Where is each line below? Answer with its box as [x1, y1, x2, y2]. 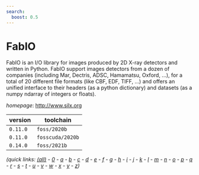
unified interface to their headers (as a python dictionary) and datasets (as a [6, 84, 192, 92]
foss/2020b [36, 126, 68, 133]
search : [6, 8, 25, 15]
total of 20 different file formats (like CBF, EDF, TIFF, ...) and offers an [6, 78, 175, 85]
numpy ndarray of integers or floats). [6, 90, 97, 98]
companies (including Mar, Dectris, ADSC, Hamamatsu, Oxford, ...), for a [6, 72, 182, 79]
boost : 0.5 [11, 14, 38, 20]
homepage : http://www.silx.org [6, 102, 82, 109]
